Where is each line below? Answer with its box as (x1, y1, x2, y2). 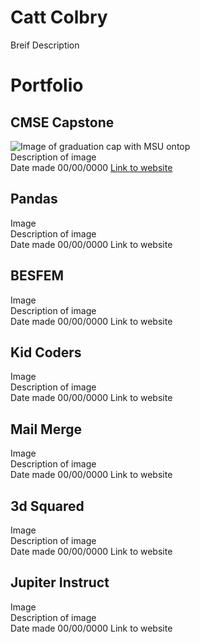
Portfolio (10, 74, 84, 97)
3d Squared (10, 497, 85, 515)
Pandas (10, 191, 58, 208)
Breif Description (10, 39, 80, 51)
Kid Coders (10, 344, 82, 361)
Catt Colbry (10, 6, 108, 29)
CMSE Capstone (10, 114, 115, 131)
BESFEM (10, 267, 65, 285)
